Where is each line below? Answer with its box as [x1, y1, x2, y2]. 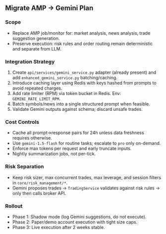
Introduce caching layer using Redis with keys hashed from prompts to [12, 80, 157, 86]
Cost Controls [5, 118, 40, 125]
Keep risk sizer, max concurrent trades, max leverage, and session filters [12, 174, 162, 180]
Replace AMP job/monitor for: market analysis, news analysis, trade [12, 30, 151, 36]
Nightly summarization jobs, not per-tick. [12, 151, 96, 157]
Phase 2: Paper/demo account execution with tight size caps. [12, 219, 138, 225]
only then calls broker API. [12, 190, 66, 196]
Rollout [5, 202, 23, 209]
